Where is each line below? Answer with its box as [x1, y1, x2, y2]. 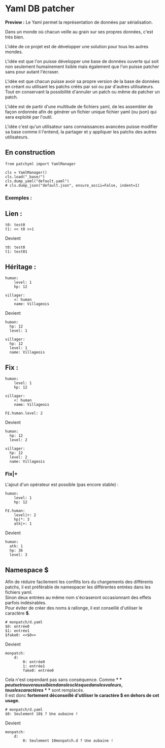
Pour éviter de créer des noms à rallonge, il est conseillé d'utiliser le [5, 605, 143, 611]
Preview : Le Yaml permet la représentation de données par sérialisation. [5, 19, 153, 25]
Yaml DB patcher [5, 3, 75, 14]
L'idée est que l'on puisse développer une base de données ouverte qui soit [5, 58, 159, 64]
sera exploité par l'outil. [5, 114, 53, 120]
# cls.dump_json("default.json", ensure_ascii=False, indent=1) [5, 183, 140, 188]
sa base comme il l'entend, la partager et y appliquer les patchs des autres [5, 129, 157, 134]
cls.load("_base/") [5, 174, 45, 179]
